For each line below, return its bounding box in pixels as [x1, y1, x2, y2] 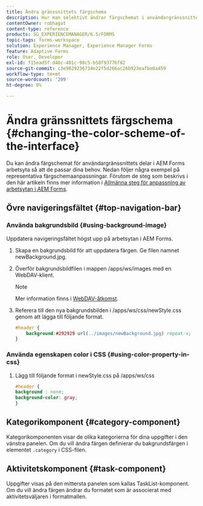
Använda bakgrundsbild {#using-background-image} [6, 221, 167, 229]
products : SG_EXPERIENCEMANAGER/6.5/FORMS [6, 32, 115, 38]
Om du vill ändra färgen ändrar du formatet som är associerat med [6, 486, 172, 493]
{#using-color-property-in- [107, 350, 190, 359]
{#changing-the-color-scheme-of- [6, 127, 186, 140]
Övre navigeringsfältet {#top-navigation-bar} [6, 203, 182, 213]
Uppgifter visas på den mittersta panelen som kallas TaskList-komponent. [6, 480, 190, 487]
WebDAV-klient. [14, 271, 54, 278]
